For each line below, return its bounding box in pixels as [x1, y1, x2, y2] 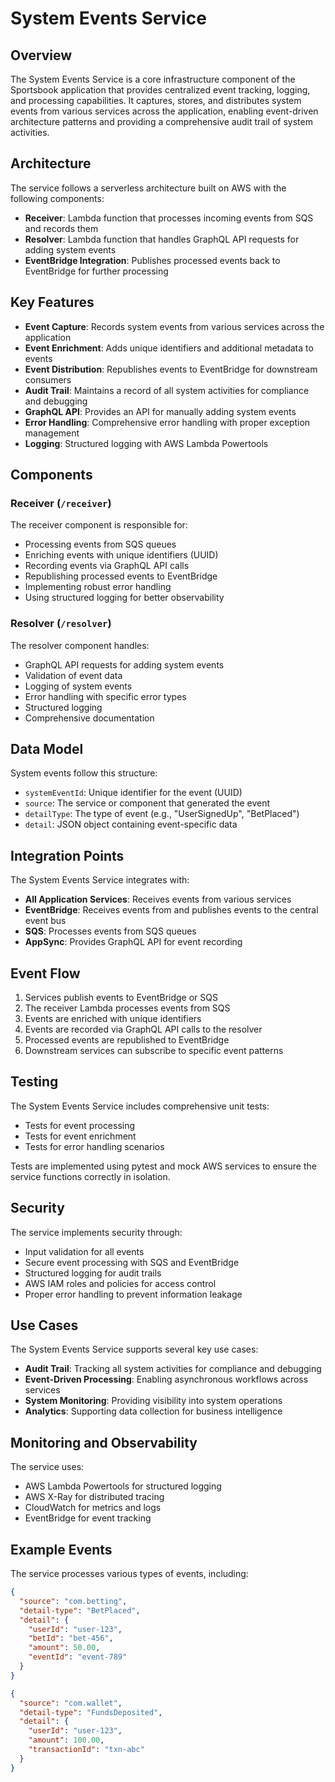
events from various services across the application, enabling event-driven [10, 105, 319, 117]
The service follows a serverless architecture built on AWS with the [10, 182, 287, 194]
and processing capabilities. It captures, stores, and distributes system [10, 95, 302, 106]
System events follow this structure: [10, 767, 158, 779]
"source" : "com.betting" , [19, 1596, 128, 1606]
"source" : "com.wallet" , [19, 1698, 123, 1708]
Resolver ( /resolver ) [10, 617, 112, 631]
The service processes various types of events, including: [10, 1568, 249, 1580]
